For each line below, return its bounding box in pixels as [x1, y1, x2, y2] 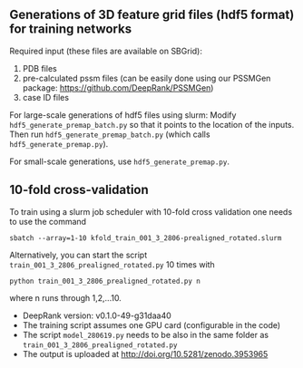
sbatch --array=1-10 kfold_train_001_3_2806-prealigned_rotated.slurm [9, 233, 282, 243]
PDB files [22, 63, 57, 73]
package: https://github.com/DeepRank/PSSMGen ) [22, 82, 214, 93]
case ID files [22, 92, 70, 102]
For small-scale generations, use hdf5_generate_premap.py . [9, 156, 230, 167]
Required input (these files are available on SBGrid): [9, 45, 202, 56]
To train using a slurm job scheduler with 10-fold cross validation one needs [9, 206, 293, 217]
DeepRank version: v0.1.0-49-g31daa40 [22, 310, 172, 321]
